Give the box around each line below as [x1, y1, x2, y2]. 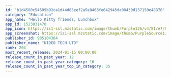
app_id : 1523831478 [5, 21, 47, 27]
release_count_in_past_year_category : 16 [5, 59, 95, 64]
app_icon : [5, 26, 26, 31]
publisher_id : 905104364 [5, 36, 58, 41]
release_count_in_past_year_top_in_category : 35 [5, 64, 110, 69]
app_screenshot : [5, 31, 40, 36]
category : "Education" [5, 12, 53, 17]
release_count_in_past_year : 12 [5, 54, 74, 60]
